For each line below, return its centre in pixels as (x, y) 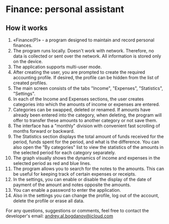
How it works (27, 28)
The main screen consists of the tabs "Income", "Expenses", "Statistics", (88, 88)
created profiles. (30, 83)
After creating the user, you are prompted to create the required (79, 72)
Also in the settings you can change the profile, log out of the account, (86, 195)
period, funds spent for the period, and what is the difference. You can (86, 142)
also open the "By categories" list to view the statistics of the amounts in (88, 147)
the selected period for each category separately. (64, 153)
